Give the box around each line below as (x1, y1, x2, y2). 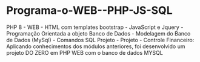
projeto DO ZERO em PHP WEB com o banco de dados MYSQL (6, 49, 164, 56)
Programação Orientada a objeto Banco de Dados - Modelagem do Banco (6, 29, 191, 37)
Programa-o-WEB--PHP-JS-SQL (6, 4, 173, 17)
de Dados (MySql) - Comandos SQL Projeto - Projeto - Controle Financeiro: (6, 36, 195, 43)
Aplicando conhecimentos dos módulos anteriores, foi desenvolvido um (6, 43, 185, 50)
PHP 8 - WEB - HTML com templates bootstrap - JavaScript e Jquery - (6, 23, 184, 31)
